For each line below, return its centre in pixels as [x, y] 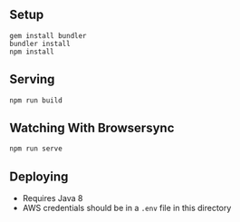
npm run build [36, 100]
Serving [32, 79]
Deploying [39, 176]
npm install [32, 52]
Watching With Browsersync [92, 128]
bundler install [40, 43]
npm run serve [36, 149]
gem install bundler [48, 35]
